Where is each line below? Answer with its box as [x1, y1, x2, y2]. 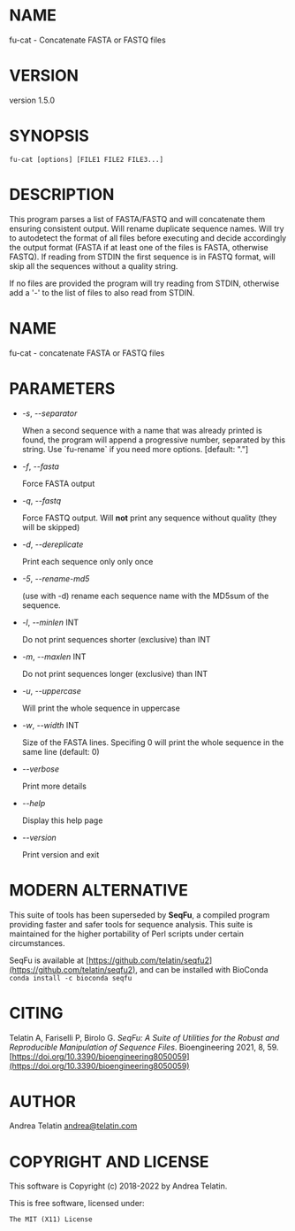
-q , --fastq [21, 495, 62, 505]
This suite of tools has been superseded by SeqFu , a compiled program [9, 909, 270, 920]
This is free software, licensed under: [9, 1198, 145, 1209]
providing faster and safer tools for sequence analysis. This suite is [9, 919, 253, 929]
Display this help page [21, 815, 103, 826]
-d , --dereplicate [21, 539, 84, 550]
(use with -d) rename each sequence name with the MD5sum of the [21, 590, 269, 601]
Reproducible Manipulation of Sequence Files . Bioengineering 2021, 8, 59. [9, 1042, 279, 1052]
